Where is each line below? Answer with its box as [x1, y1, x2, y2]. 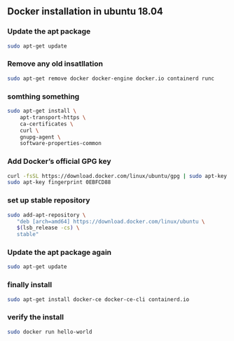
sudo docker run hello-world [7, 328, 92, 335]
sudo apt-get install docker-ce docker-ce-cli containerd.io [7, 295, 190, 303]
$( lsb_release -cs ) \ [16, 224, 80, 232]
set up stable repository [7, 195, 90, 205]
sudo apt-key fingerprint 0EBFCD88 [7, 179, 111, 186]
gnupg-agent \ [20, 133, 61, 141]
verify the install [7, 312, 64, 322]
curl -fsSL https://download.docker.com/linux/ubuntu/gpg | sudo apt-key [7, 172, 228, 179]
